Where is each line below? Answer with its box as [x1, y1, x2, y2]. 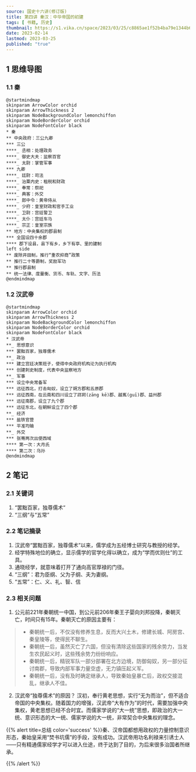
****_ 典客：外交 [6, 191, 44, 197]
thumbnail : [6, 25, 33, 31]
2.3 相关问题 [6, 594, 41, 602]
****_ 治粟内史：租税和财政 [6, 179, 65, 184]
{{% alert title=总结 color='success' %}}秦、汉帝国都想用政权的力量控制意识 [6, 726, 190, 733]
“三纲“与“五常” [14, 511, 50, 518]
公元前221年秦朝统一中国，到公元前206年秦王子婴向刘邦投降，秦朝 [14, 609, 176, 616]
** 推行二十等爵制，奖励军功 [6, 258, 66, 264]
